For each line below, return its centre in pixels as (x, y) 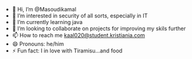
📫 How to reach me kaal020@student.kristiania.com (78, 35)
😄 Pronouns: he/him (38, 44)
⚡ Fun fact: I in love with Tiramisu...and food (67, 51)
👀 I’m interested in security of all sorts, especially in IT (80, 16)
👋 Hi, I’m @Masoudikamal (44, 9)
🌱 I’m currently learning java (47, 22)
